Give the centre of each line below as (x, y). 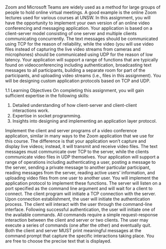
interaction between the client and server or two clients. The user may (77, 220)
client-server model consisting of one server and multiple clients (71, 33)
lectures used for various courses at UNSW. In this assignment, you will (78, 18)
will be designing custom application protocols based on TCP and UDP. (78, 81)
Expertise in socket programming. (47, 116)
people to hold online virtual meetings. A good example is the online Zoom (81, 12)
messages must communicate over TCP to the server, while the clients (77, 151)
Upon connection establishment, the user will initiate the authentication (78, 199)
